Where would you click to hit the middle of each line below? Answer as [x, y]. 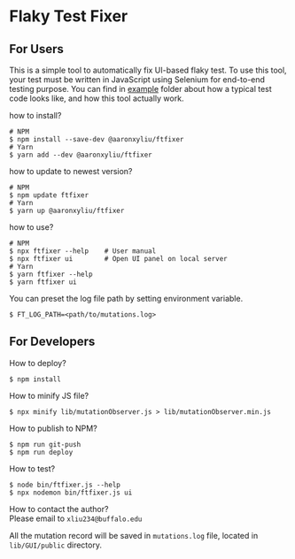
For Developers [52, 342]
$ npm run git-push [45, 444]
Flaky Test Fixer [69, 16]
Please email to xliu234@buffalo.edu [76, 518]
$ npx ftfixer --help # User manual [83, 251]
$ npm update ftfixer [49, 195]
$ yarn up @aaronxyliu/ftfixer [67, 211]
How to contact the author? [59, 509]
